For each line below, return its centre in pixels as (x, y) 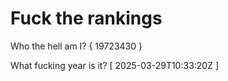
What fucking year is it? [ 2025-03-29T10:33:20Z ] (115, 65)
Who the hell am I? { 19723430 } (76, 46)
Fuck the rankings (86, 18)
